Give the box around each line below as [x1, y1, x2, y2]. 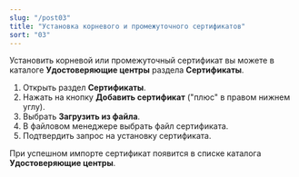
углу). [22, 102, 45, 113]
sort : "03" [9, 30, 51, 39]
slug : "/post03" [9, 13, 71, 23]
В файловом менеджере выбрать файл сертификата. [22, 121, 229, 132]
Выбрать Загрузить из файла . [22, 111, 141, 123]
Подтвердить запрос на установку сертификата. [22, 131, 212, 142]
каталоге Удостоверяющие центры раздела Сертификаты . [9, 64, 244, 75]
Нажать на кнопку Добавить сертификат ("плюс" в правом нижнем [22, 92, 291, 103]
